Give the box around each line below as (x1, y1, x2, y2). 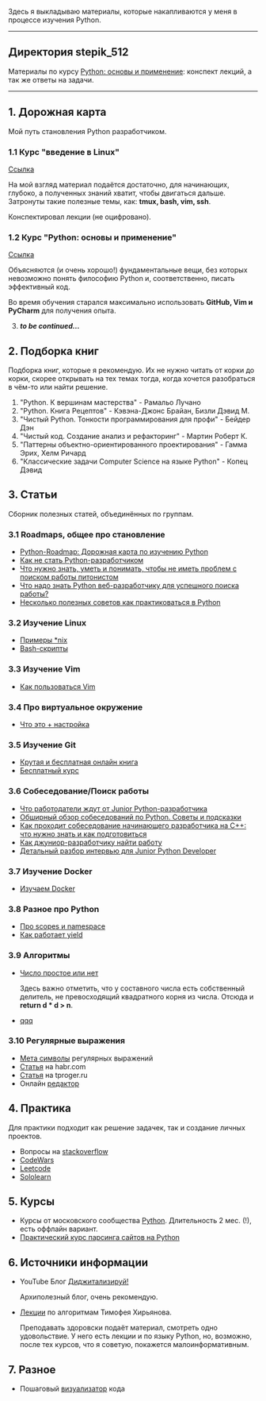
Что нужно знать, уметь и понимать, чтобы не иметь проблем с (19, 564, 237, 574)
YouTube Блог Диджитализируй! (19, 1277, 129, 1287)
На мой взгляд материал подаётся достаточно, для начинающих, (8, 179, 230, 189)
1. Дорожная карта (8, 106, 107, 119)
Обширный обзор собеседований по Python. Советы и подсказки (19, 812, 241, 822)
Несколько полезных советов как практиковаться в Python (19, 598, 221, 607)
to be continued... (19, 321, 81, 331)
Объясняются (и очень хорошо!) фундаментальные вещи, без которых (8, 265, 248, 275)
